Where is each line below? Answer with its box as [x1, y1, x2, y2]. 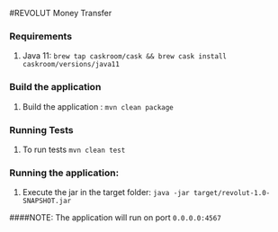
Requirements [9, 30, 73, 42]
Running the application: [9, 166, 120, 179]
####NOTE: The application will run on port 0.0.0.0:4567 [9, 212, 222, 223]
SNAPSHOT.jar [22, 197, 72, 206]
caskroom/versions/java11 [22, 60, 120, 69]
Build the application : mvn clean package [22, 101, 174, 112]
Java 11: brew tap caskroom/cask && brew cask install [22, 50, 228, 61]
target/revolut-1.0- [193, 189, 271, 198]
